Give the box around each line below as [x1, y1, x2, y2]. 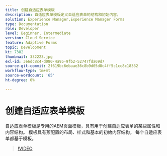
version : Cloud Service [5, 36, 55, 41]
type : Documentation [5, 21, 49, 27]
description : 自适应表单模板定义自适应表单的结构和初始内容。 [5, 12, 121, 17]
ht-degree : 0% [5, 77, 35, 83]
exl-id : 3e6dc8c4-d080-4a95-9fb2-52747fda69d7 [5, 59, 105, 64]
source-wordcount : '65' [5, 73, 55, 78]
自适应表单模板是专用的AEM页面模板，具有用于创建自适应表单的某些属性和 [5, 123, 160, 129]
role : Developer [5, 26, 39, 31]
